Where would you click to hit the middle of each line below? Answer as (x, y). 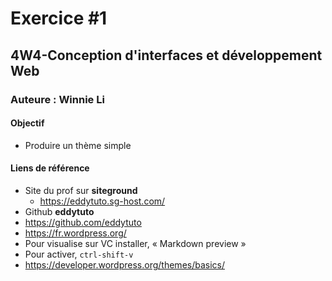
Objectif (27, 123)
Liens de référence (50, 168)
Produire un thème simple (78, 145)
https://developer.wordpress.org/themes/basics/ (125, 264)
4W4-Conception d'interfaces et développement (166, 55)
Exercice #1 (59, 18)
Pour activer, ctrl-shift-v (79, 254)
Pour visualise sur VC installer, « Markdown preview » (135, 243)
